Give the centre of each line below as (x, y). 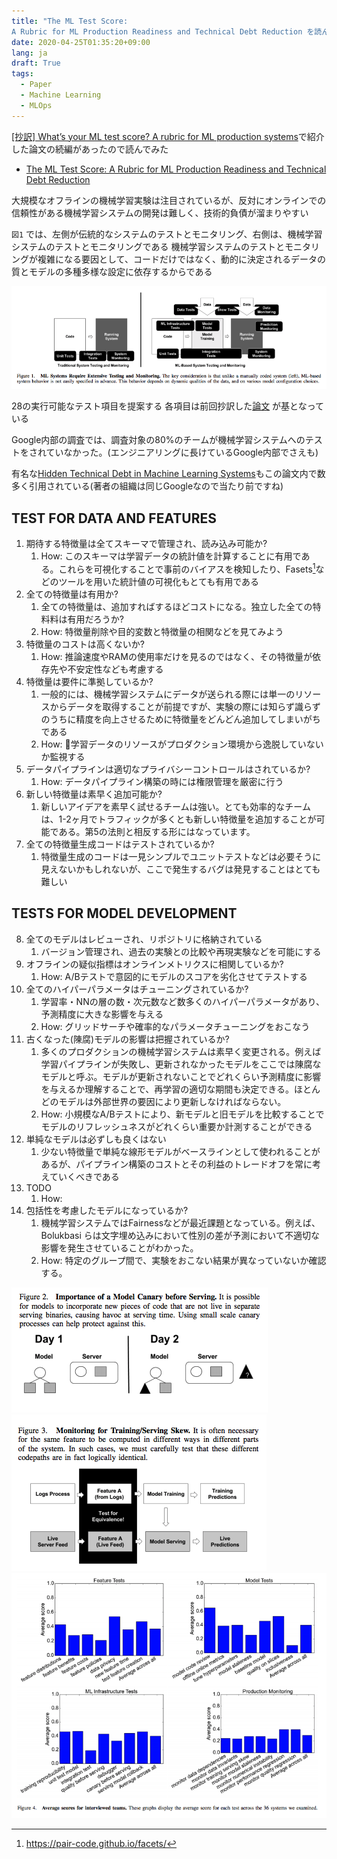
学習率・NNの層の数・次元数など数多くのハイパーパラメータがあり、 (183, 1001)
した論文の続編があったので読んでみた (90, 149)
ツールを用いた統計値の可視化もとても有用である (159, 581)
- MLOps (36, 105)
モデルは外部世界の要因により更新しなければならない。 (172, 1101)
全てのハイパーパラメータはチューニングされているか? (137, 989)
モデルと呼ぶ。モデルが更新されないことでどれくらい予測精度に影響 (181, 1076)
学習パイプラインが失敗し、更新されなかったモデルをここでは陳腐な (181, 1064)
